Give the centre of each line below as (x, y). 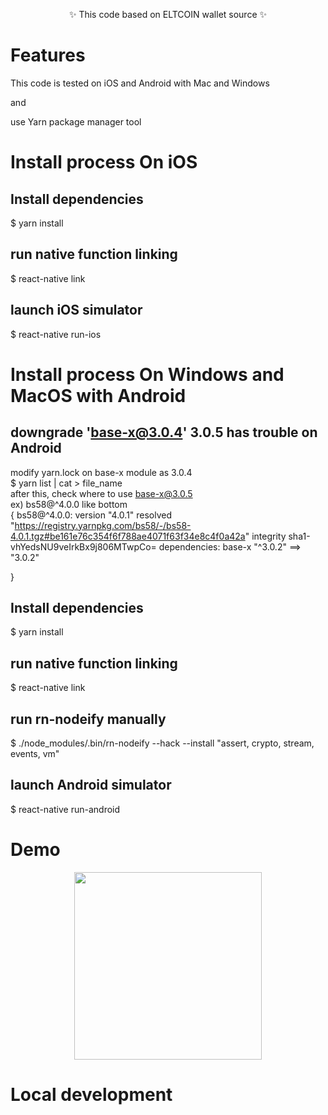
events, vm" (35, 753)
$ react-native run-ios (56, 334)
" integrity (265, 536)
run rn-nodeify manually (88, 719)
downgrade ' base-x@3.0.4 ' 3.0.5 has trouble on (164, 432)
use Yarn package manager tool (76, 121)
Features (48, 55)
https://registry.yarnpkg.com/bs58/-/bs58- (103, 525)
